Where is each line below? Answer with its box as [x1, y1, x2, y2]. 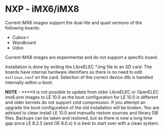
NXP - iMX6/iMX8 [5, 3, 80, 15]
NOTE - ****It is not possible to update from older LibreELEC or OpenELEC [5, 89, 159, 95]
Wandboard [12, 39, 36, 45]
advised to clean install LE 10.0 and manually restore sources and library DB [5, 109, 159, 116]
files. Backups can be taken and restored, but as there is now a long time [5, 115, 153, 121]
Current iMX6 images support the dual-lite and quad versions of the [5, 20, 142, 26]
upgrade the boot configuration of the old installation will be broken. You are [5, 105, 160, 110]
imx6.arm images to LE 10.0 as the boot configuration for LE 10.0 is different [5, 94, 158, 100]
